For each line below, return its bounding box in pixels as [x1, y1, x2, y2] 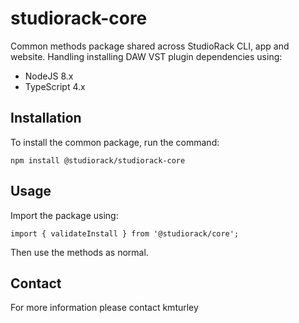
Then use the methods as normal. [10, 246, 149, 258]
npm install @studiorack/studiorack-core [10, 155, 186, 166]
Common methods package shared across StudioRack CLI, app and [10, 40, 290, 52]
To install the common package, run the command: [10, 136, 220, 148]
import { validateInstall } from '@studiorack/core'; [10, 228, 240, 239]
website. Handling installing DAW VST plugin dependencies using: [10, 50, 283, 62]
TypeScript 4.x [24, 80, 86, 92]
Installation [10, 110, 82, 127]
